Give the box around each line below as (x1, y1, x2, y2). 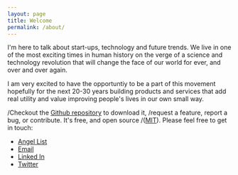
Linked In (17, 152, 45, 161)
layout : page (7, 10, 46, 18)
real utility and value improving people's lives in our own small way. (7, 95, 205, 103)
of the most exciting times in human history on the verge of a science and (7, 51, 223, 59)
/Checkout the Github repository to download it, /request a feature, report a (7, 108, 228, 117)
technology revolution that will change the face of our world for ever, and (7, 58, 222, 67)
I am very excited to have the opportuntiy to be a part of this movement (7, 80, 216, 88)
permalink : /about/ (7, 23, 65, 31)
